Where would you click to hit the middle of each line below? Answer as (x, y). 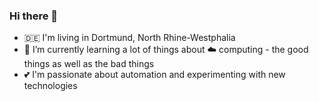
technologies (50, 86)
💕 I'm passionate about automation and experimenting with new (154, 75)
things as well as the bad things (89, 64)
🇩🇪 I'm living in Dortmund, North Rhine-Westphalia (129, 38)
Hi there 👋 (34, 16)
